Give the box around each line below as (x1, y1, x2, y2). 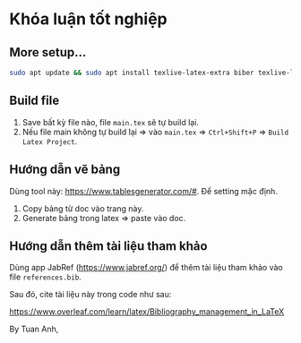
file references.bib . (9, 271, 82, 282)
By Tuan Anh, (9, 323, 59, 335)
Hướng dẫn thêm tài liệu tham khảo (9, 238, 208, 253)
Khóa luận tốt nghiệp (9, 9, 168, 30)
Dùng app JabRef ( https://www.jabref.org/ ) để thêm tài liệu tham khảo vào (9, 262, 284, 273)
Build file (9, 93, 60, 108)
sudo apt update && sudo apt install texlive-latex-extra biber (9, 68, 254, 77)
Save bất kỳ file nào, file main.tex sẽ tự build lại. (21, 116, 200, 127)
